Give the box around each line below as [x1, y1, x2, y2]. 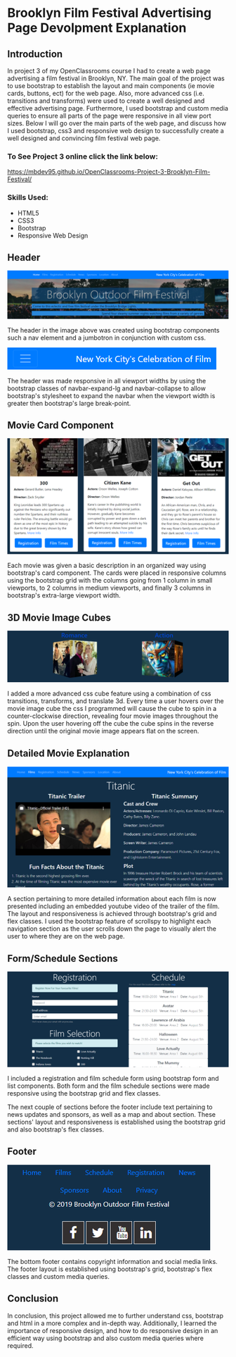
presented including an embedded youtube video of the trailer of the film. [7, 902, 220, 910]
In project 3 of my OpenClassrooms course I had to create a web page [7, 67, 211, 75]
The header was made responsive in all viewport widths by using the [7, 376, 206, 385]
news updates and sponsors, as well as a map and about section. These [7, 1110, 216, 1119]
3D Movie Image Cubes [7, 612, 111, 624]
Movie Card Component [7, 419, 114, 431]
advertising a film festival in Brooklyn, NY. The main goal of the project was [7, 74, 225, 82]
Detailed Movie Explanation [7, 747, 130, 759]
